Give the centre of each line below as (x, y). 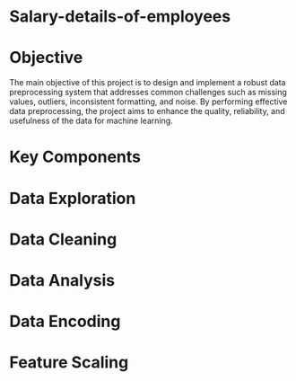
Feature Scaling (69, 363)
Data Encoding (65, 322)
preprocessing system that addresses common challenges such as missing (148, 93)
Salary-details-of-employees (120, 17)
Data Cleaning (63, 239)
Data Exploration (73, 198)
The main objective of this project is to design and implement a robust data (148, 83)
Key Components (75, 157)
